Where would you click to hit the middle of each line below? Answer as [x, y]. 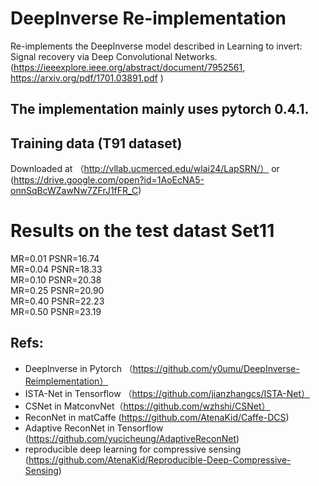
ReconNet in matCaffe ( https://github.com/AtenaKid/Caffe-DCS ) [157, 417]
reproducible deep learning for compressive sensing [133, 449]
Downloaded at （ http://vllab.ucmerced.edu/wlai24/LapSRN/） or [145, 169]
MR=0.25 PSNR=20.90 [57, 291]
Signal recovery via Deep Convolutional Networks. [114, 56]
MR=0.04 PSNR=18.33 [56, 269]
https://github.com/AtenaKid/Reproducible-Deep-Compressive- [160, 459]
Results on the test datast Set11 [142, 231]
